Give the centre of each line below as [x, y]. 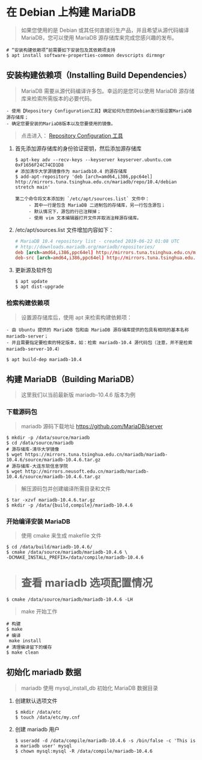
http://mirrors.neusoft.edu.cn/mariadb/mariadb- [87, 471]
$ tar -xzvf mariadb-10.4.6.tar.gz [51, 500]
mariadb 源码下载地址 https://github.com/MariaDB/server [92, 426]
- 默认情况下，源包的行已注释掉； [65, 211]
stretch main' [32, 187]
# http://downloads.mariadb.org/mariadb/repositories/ [85, 247]
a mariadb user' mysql [43, 746]
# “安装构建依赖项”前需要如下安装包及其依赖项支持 [61, 50]
